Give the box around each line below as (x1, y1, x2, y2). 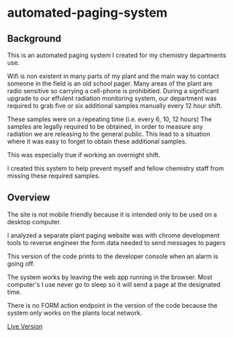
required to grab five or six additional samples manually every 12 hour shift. (7, 102, 223, 109)
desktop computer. (7, 217, 61, 226)
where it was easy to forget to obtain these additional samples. (7, 137, 187, 146)
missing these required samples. (7, 172, 101, 180)
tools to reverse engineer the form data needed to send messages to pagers (7, 238, 226, 246)
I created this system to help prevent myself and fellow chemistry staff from (7, 164, 224, 172)
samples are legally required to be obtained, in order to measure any (7, 123, 203, 130)
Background (7, 33, 61, 45)
